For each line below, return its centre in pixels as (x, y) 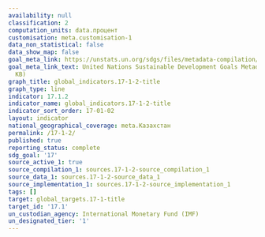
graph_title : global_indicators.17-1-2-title (84, 81)
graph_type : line (37, 89)
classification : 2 (38, 23)
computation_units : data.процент (63, 30)
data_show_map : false (44, 52)
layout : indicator (38, 118)
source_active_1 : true (45, 163)
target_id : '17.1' (38, 206)
